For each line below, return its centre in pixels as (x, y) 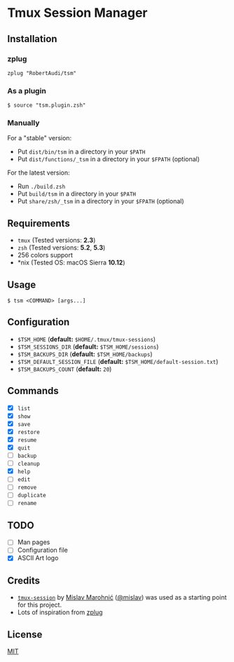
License (25, 634)
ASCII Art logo (38, 558)
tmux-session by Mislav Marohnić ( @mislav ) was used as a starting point (122, 597)
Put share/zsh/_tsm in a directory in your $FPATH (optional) (101, 201)
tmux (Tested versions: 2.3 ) (56, 241)
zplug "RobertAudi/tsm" (42, 73)
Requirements (39, 223)
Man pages (34, 542)
